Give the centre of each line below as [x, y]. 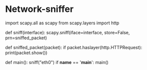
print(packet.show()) [26, 53]
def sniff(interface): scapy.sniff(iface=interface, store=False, [67, 32]
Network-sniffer [39, 9]
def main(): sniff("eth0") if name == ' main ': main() [57, 62]
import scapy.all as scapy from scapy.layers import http [62, 23]
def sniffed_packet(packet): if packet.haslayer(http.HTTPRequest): [74, 47]
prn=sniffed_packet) [26, 38]
